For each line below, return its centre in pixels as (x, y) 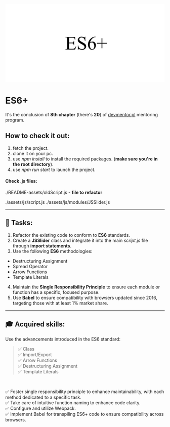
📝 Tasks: (19, 223)
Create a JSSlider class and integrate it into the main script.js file (80, 240)
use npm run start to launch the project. (54, 169)
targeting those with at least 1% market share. (60, 303)
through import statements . (42, 246)
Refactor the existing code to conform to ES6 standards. (71, 235)
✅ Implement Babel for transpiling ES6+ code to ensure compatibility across (84, 414)
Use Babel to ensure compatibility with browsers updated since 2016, (85, 297)
